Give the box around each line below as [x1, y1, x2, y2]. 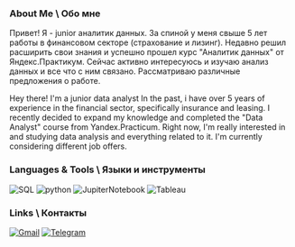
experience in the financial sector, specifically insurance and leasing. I [9, 103, 271, 114]
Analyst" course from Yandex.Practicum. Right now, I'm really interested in [9, 122, 286, 133]
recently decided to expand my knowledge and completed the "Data [9, 112, 263, 123]
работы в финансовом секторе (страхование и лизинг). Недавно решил [9, 37, 287, 48]
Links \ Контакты [9, 206, 88, 219]
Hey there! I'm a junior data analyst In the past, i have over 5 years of [9, 93, 265, 104]
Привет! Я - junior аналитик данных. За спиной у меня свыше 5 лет [9, 28, 268, 39]
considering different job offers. [9, 141, 128, 151]
